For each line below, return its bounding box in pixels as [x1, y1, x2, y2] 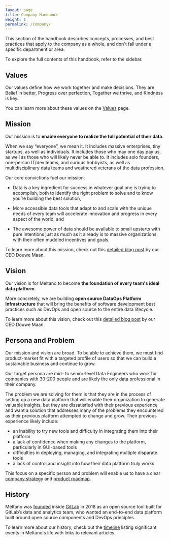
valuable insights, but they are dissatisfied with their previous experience [5, 402, 158, 408]
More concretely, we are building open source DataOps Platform [5, 295, 142, 302]
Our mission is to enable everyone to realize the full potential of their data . [5, 133, 164, 139]
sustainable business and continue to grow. [5, 361, 96, 367]
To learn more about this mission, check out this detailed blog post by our [5, 246, 159, 252]
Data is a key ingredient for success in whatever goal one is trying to [12, 184, 156, 191]
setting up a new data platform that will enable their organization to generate [5, 396, 165, 402]
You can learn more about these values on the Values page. [5, 105, 130, 111]
